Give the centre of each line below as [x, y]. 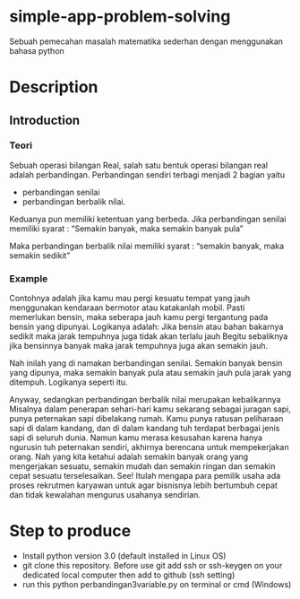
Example [29, 278]
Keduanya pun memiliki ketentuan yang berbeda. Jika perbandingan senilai [148, 219]
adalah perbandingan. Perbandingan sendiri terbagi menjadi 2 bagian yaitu [147, 174]
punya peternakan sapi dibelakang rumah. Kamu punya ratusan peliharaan [146, 419]
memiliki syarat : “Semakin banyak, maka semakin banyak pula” [126, 228]
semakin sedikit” [40, 255]
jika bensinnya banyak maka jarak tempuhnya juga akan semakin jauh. [139, 346]
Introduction [45, 120]
